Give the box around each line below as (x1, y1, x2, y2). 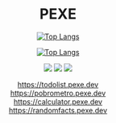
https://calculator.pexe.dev (14, 96, 102, 106)
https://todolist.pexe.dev (17, 79, 99, 89)
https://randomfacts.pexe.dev (8, 105, 108, 115)
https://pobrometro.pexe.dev (10, 88, 106, 98)
